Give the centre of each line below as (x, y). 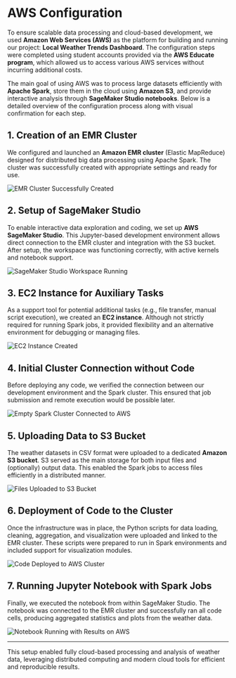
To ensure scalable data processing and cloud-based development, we (110, 32)
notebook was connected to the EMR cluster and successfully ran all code (115, 610)
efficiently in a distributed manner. (57, 475)
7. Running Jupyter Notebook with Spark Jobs (110, 586)
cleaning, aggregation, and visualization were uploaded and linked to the (112, 535)
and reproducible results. (44, 667)
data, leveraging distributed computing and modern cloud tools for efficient (116, 659)
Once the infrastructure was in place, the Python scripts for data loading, (113, 527)
